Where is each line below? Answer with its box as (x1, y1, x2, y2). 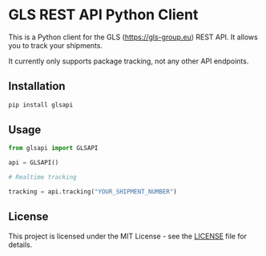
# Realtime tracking (8, 173, 78, 181)
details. (8, 239, 33, 250)
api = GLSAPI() (8, 159, 59, 167)
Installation (8, 79, 66, 93)
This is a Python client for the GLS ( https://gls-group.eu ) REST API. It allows (8, 32, 258, 42)
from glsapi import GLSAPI (8, 144, 99, 152)
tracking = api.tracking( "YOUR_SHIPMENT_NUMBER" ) (8, 188, 178, 196)
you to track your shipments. (8, 40, 103, 50)
